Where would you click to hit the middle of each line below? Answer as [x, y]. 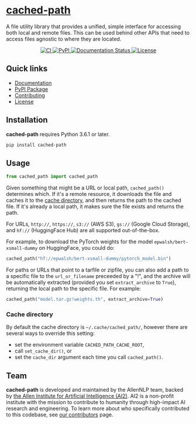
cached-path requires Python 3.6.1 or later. [58, 134]
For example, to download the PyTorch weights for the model [80, 242]
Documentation [33, 83]
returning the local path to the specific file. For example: [74, 289]
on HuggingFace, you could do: [77, 248]
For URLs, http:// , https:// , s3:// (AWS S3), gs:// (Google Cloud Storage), [98, 224]
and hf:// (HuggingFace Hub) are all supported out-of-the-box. [83, 230]
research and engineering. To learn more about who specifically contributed [98, 408]
